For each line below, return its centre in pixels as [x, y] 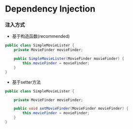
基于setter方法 [26, 82]
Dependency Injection [50, 9]
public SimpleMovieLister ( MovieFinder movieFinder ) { [69, 59]
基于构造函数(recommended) [41, 36]
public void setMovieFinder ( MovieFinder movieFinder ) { [71, 109]
